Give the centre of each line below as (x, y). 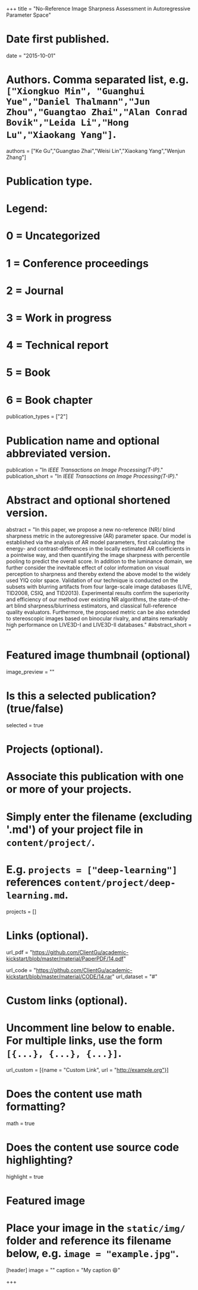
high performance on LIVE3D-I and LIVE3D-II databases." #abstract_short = (99, 625)
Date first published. (58, 39)
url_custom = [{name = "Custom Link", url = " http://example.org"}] (87, 1070)
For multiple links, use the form (84, 1041)
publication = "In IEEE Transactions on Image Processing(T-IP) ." (85, 470)
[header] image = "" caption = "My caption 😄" (63, 1270)
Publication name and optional (83, 441)
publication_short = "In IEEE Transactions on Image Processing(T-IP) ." (92, 476)
